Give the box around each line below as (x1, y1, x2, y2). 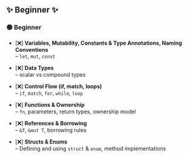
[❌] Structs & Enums (15, 138, 68, 145)
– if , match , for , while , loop (15, 89, 83, 96)
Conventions (15, 46, 48, 53)
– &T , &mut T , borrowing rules (15, 126, 86, 133)
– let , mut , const (15, 52, 56, 60)
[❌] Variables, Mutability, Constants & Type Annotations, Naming (15, 39, 183, 46)
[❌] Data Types (15, 64, 54, 71)
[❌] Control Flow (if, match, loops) (15, 83, 102, 90)
